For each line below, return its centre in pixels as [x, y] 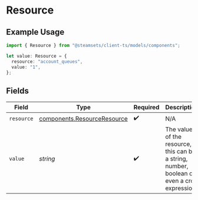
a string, [176, 159]
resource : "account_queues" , [47, 61]
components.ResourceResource [83, 118]
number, [176, 166]
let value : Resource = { [37, 56]
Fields [18, 91]
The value [179, 129]
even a [174, 181]
